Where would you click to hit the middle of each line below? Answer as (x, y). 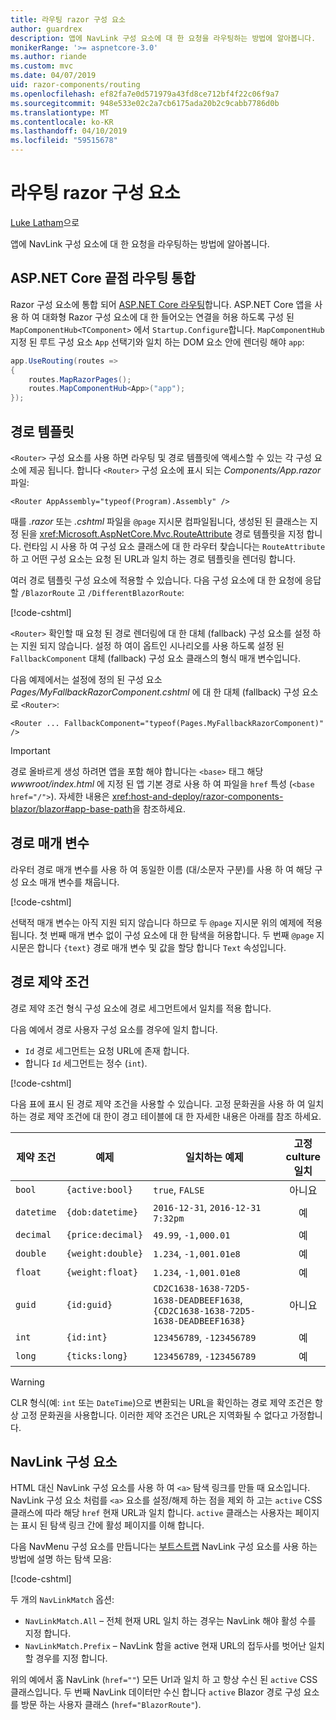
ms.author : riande (48, 57)
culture (303, 1156)
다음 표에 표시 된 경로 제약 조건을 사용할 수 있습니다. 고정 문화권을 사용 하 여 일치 (167, 1103)
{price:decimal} (105, 1234)
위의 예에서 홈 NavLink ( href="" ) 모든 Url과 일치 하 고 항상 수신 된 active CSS (164, 1680)
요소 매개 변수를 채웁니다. (70, 882)
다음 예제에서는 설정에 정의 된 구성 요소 (86, 679)
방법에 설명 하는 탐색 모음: (61, 1559)
